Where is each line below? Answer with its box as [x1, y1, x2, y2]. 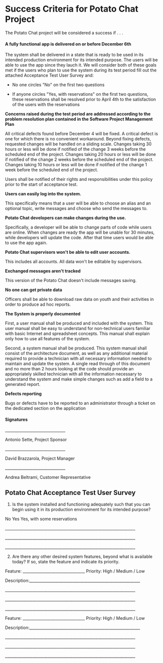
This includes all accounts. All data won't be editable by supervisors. [5, 259, 143, 264]
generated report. [5, 382, 40, 387]
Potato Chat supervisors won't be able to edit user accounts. [5, 249, 130, 255]
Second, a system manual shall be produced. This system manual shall [5, 345, 147, 351]
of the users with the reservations [12, 102, 80, 107]
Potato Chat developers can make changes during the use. [5, 215, 127, 221]
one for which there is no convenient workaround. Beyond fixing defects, [5, 136, 151, 142]
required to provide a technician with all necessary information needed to [5, 356, 152, 362]
